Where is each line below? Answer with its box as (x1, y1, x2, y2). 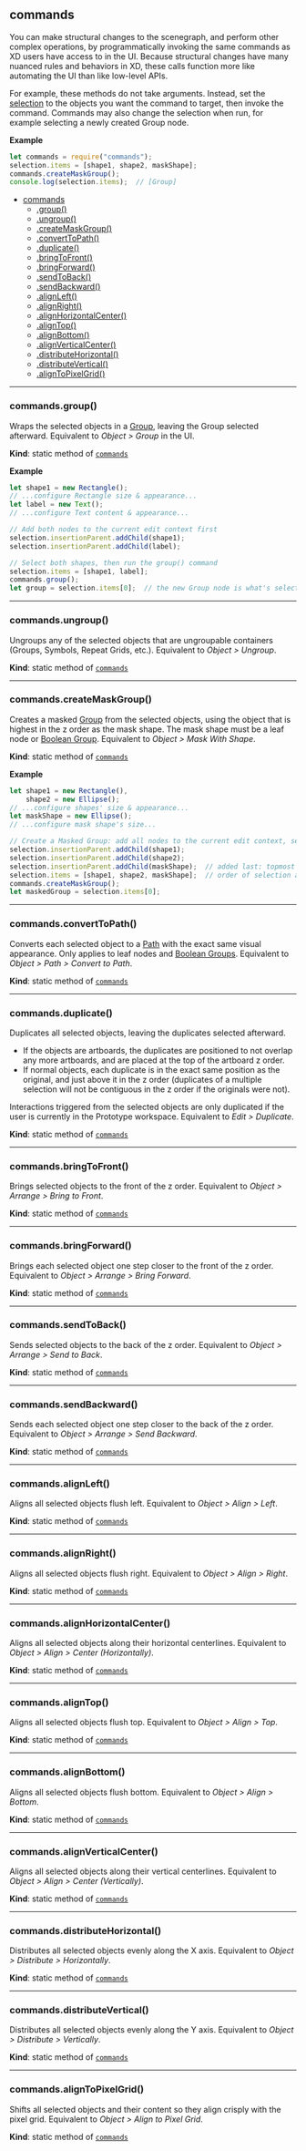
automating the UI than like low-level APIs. (9, 70, 168, 81)
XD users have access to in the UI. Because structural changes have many (9, 50, 289, 62)
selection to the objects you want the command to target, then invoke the (9, 98, 284, 108)
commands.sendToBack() (9, 1319, 127, 1332)
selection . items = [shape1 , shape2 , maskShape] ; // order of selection (9, 870, 291, 880)
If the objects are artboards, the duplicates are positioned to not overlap (22, 1045, 293, 1055)
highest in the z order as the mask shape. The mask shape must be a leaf (9, 724, 285, 735)
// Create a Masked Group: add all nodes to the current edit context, (9, 837, 287, 846)
